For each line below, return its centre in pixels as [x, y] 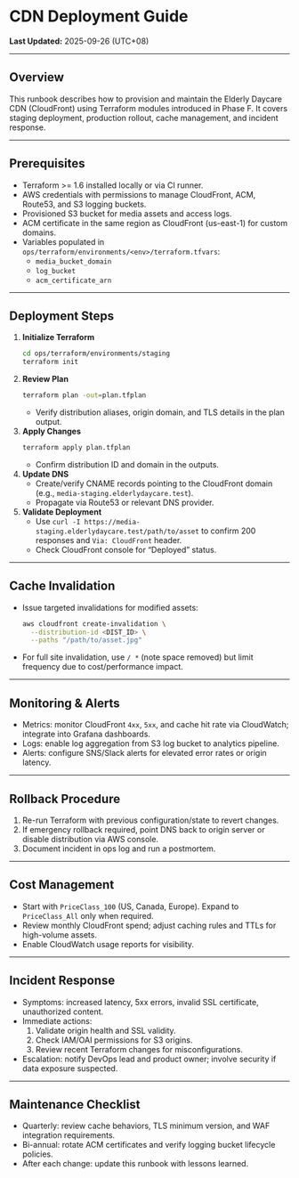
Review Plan [45, 379]
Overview [37, 77]
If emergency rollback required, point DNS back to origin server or [143, 829]
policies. [37, 1154]
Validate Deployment [62, 512]
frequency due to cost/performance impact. [103, 667]
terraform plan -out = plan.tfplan [84, 395]
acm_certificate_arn [73, 280]
